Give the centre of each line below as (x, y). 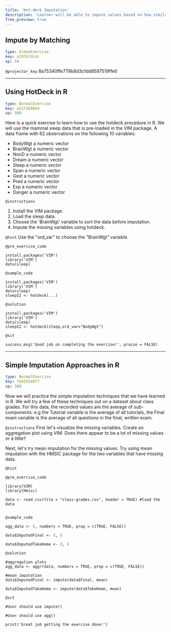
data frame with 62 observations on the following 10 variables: (70, 134)
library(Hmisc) (21, 491)
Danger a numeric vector (39, 192)
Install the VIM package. (38, 211)
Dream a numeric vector (38, 160)
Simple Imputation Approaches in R (62, 365)
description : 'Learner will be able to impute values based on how (78, 15)
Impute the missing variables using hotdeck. (59, 227)
